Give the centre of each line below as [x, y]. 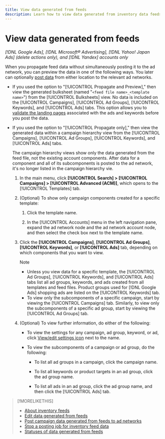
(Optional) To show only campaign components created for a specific [90, 198]
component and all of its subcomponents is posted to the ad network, [82, 163]
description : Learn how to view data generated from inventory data [77, 14]
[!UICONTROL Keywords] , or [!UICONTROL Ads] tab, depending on [89, 248]
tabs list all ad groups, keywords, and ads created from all [85, 282]
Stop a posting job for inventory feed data [67, 426]
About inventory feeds [47, 410]
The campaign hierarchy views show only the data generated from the [83, 153]
